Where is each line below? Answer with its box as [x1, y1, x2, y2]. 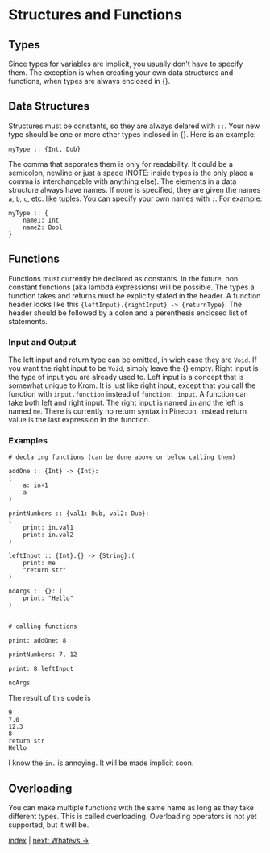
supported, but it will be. [8, 820, 89, 830]
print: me [23, 559, 56, 568]
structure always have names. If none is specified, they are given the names [8, 185, 261, 194]
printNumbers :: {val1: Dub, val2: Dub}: [8, 510, 150, 518]
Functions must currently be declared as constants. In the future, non [8, 273, 239, 283]
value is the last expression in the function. [8, 414, 151, 424]
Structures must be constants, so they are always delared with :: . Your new [8, 121, 260, 131]
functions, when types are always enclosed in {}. [8, 77, 171, 85]
